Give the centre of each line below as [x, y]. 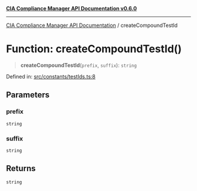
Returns [21, 168]
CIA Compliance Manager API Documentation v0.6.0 [72, 8]
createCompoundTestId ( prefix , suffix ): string [79, 65]
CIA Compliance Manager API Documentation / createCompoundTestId [92, 25]
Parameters [28, 95]
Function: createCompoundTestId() [94, 49]
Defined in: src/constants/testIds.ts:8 [51, 76]
